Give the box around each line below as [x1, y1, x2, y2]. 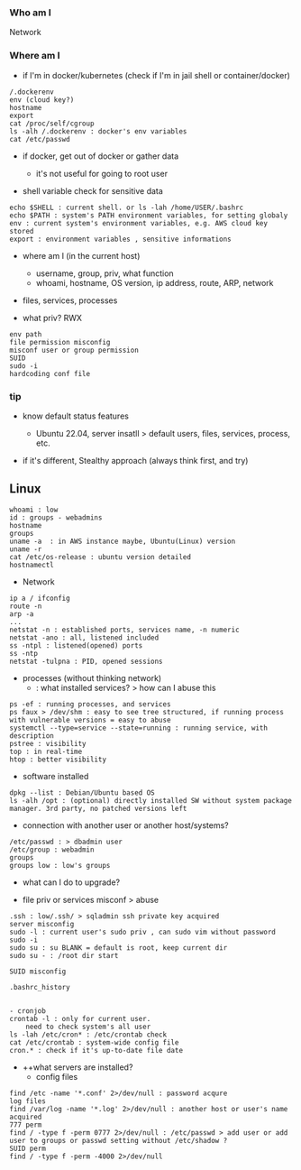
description [9, 731, 54, 741]
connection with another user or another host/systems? [22, 819, 230, 831]
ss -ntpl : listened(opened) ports [9, 640, 143, 650]
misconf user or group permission [9, 345, 140, 355]
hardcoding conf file [9, 369, 91, 378]
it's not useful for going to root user [35, 168, 169, 179]
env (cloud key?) [9, 95, 75, 105]
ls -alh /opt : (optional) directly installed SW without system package [9, 796, 293, 805]
